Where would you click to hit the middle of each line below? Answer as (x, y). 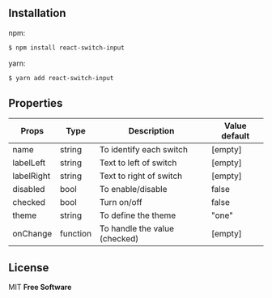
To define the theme (138, 215)
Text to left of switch (138, 163)
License (29, 268)
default (236, 136)
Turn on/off (121, 202)
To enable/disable (133, 189)
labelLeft (29, 163)
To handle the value (136, 228)
